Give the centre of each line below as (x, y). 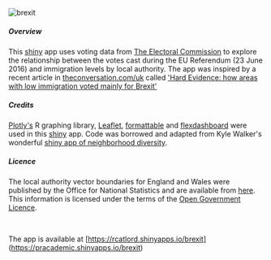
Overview (25, 31)
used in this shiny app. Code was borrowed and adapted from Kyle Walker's (135, 133)
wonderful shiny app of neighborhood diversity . (88, 142)
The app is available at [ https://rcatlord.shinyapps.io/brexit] (108, 239)
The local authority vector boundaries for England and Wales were (119, 181)
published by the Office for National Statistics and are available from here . (132, 190)
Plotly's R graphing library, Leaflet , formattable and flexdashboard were (128, 125)
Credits (21, 105)
